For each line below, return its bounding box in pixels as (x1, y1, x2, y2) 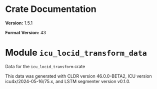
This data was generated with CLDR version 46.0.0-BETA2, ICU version (5, 73, 152, 79)
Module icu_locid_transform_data (5, 47, 147, 58)
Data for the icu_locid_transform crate (5, 63, 85, 69)
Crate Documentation (5, 3, 96, 15)
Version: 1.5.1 (5, 20, 33, 26)
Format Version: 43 (5, 29, 46, 35)
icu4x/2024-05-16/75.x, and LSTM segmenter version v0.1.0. (5, 78, 131, 84)
